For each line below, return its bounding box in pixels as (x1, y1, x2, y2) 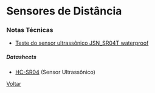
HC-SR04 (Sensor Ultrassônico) (15, 68, 96, 76)
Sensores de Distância (6, 4, 122, 18)
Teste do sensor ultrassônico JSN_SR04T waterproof (15, 39, 149, 46)
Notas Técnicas (6, 26, 53, 34)
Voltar (6, 80, 21, 88)
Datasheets (6, 53, 36, 61)
